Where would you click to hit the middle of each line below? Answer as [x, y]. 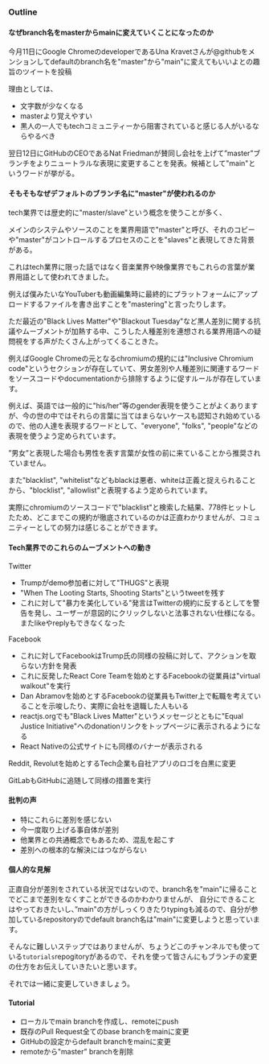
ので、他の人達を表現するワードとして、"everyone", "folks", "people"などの [133, 426]
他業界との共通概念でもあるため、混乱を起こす [97, 839]
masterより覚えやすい [56, 116]
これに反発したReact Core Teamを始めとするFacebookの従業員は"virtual [140, 675]
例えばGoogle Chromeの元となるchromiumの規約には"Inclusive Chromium [131, 359]
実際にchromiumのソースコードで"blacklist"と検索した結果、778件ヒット [129, 507]
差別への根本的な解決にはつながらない [83, 850]
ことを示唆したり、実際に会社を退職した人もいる [108, 706]
